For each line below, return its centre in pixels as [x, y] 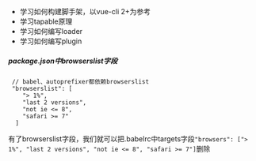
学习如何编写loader [51, 31]
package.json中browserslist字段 [63, 61]
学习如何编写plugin [51, 41]
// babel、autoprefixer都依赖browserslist [80, 81]
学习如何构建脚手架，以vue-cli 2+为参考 [85, 11]
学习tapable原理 [46, 21]
